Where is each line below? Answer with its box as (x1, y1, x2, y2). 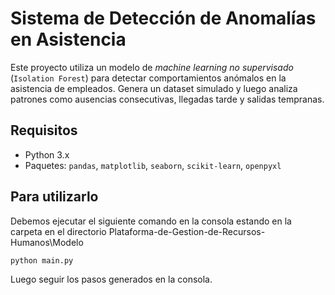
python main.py (10, 255, 74, 266)
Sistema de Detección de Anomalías (10, 7, 317, 30)
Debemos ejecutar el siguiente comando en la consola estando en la (10, 215, 292, 227)
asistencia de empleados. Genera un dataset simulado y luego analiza (10, 82, 298, 94)
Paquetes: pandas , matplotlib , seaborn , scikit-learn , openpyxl (24, 159, 282, 171)
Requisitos (10, 122, 78, 139)
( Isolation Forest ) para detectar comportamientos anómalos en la (10, 72, 287, 84)
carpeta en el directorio (10, 225, 107, 237)
